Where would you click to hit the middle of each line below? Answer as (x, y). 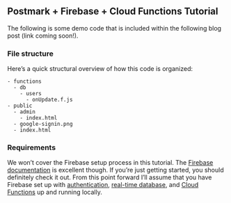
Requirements (32, 147)
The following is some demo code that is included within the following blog (114, 28)
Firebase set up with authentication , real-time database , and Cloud (103, 185)
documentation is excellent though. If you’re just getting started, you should (115, 170)
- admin (25, 112)
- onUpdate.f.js (49, 100)
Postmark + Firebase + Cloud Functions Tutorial (113, 11)
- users (31, 94)
